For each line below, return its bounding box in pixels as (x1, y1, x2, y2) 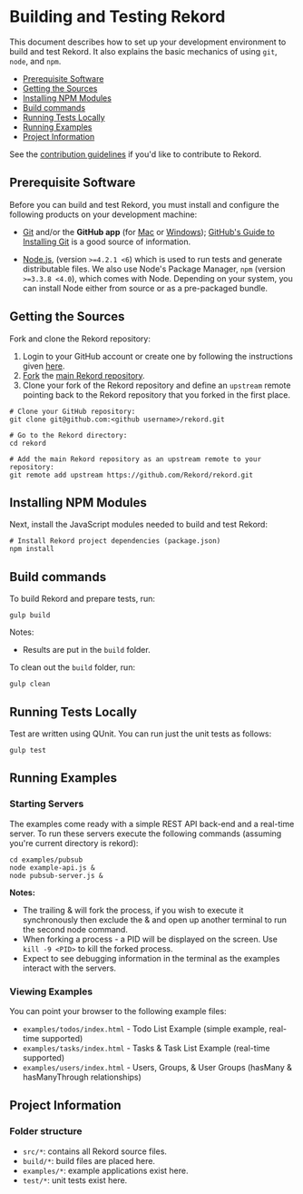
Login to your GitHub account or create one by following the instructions (22, 350, 293, 361)
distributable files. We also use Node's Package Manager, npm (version (22, 263, 286, 274)
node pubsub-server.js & (9, 871, 103, 880)
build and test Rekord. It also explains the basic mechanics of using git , (9, 45, 279, 56)
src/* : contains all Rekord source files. (22, 1146, 168, 1157)
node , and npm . (9, 55, 62, 66)
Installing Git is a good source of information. (22, 236, 191, 247)
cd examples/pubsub (9, 855, 83, 864)
